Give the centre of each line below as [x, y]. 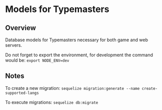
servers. [14, 45]
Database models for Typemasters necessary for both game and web [77, 40]
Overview [21, 28]
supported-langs [22, 93]
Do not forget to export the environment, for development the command [79, 55]
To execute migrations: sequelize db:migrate [52, 102]
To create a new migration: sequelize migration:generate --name [72, 88]
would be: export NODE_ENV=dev [37, 60]
